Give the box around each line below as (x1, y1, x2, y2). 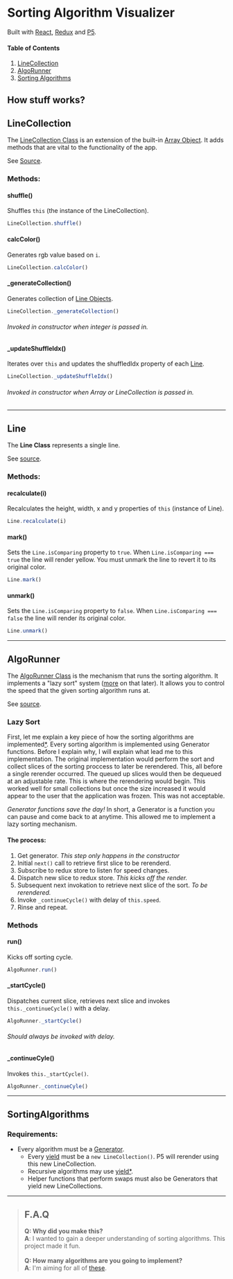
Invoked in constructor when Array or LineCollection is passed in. (7, 388, 194, 396)
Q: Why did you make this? (24, 1226, 103, 1235)
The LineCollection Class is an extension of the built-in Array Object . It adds (7, 136, 224, 144)
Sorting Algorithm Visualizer (7, 5, 175, 21)
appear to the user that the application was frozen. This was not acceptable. (7, 792, 225, 800)
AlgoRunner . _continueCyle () (7, 1083, 89, 1090)
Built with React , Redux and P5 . (7, 28, 97, 36)
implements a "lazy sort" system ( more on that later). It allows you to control (7, 679, 225, 687)
